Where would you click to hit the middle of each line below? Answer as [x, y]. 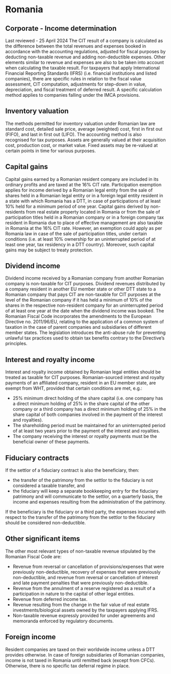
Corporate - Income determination [61, 28]
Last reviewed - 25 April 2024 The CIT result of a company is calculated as [84, 40]
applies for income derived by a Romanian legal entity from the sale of [79, 190]
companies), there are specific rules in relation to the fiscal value [74, 79]
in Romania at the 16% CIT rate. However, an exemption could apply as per [84, 228]
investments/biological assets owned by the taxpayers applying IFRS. [86, 610]
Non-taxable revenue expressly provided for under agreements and [84, 615]
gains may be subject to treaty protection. [49, 250]
